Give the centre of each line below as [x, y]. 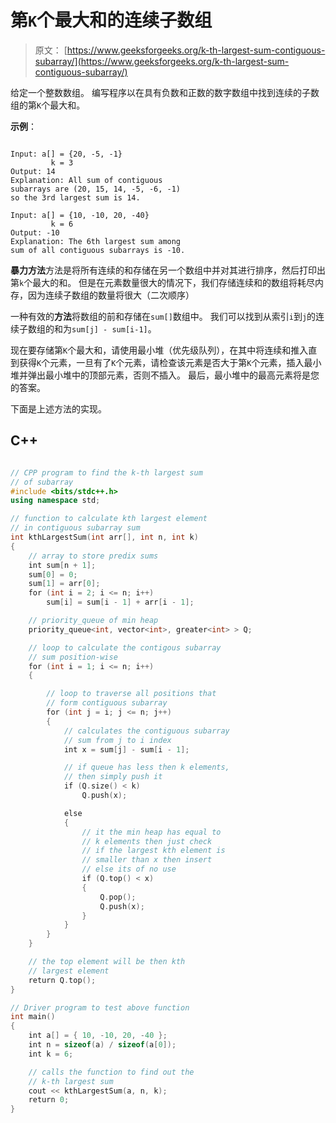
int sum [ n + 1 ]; [62, 565]
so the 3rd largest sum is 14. [75, 197]
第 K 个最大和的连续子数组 [111, 20]
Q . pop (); [118, 897]
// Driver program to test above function [100, 1007]
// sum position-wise [73, 657]
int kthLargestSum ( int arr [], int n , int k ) [104, 537]
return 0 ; [49, 1100]
